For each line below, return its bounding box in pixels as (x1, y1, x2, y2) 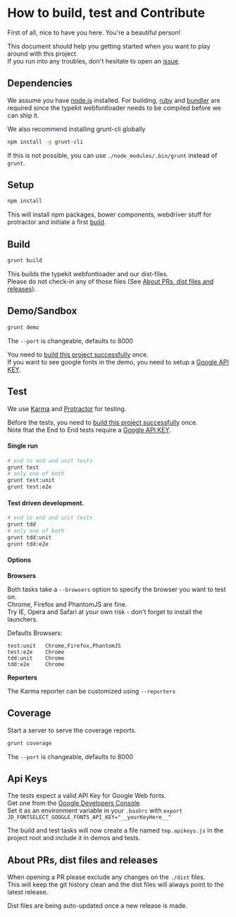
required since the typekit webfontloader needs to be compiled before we (7, 104, 222, 112)
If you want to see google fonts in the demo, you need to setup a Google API (7, 357, 229, 366)
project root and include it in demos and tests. (7, 834, 141, 842)
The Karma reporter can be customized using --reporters (7, 687, 176, 695)
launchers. (7, 615, 38, 623)
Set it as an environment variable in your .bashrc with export (7, 806, 183, 815)
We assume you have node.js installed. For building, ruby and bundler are (7, 96, 221, 104)
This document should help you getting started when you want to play (7, 42, 211, 50)
